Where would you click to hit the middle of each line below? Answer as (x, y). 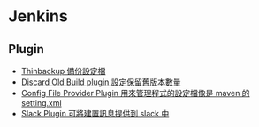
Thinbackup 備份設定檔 (63, 71)
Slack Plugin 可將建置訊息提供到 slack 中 (95, 113)
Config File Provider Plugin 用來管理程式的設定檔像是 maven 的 (135, 93)
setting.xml (42, 103)
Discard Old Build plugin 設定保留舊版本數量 (101, 82)
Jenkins (38, 16)
